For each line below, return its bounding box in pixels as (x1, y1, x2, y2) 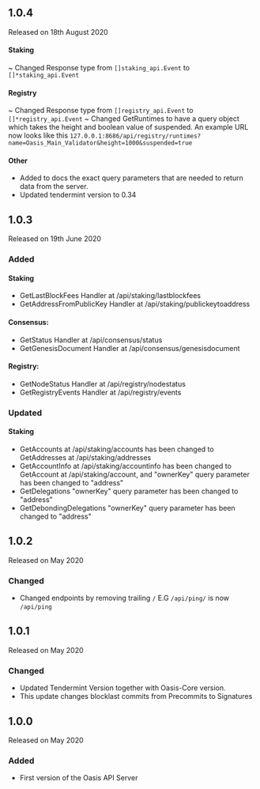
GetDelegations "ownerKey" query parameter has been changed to (19, 486, 239, 496)
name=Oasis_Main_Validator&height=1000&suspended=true (8, 139, 193, 147)
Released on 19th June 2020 (8, 234, 101, 243)
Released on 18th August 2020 (8, 27, 108, 36)
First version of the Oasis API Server (19, 773, 138, 783)
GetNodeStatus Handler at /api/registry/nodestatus (19, 379, 186, 388)
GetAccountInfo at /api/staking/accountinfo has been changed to (19, 461, 232, 470)
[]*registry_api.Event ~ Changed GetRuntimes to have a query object (8, 114, 239, 123)
